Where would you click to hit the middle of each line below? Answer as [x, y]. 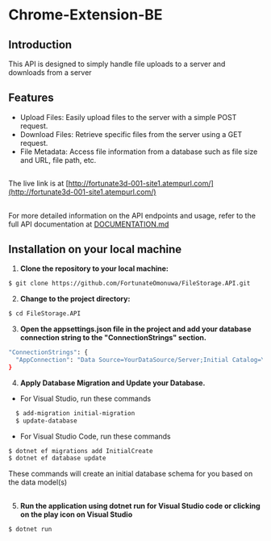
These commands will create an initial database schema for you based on [131, 474]
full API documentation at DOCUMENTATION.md [89, 224]
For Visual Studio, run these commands [85, 398]
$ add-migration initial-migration [75, 413]
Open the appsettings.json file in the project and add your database [135, 329]
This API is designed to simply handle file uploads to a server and [117, 64]
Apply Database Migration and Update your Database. [113, 383]
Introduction [40, 45]
